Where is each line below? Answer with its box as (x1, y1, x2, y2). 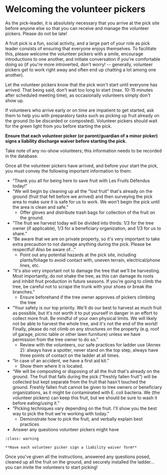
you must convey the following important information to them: (5, 168, 132, 174)
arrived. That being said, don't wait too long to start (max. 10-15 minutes (5, 87, 153, 93)
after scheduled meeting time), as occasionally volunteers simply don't (5, 92, 151, 98)
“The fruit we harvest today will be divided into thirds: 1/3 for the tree (12, 220, 154, 226)
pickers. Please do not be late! (5, 30, 67, 36)
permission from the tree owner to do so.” (12, 336, 99, 342)
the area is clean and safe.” (12, 204, 69, 210)
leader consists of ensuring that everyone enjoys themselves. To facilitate (5, 45, 157, 51)
